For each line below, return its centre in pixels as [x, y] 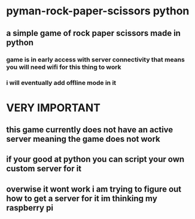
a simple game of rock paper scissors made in [94, 33]
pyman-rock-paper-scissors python [98, 11]
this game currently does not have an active [90, 130]
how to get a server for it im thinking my [82, 198]
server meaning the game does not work [83, 139]
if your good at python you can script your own [95, 159]
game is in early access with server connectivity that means [96, 59]
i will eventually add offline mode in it [61, 83]
